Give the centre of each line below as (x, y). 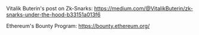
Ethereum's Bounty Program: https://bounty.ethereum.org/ (78, 26)
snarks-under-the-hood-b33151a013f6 (53, 15)
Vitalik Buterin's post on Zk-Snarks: (50, 8)
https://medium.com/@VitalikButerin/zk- (144, 8)
